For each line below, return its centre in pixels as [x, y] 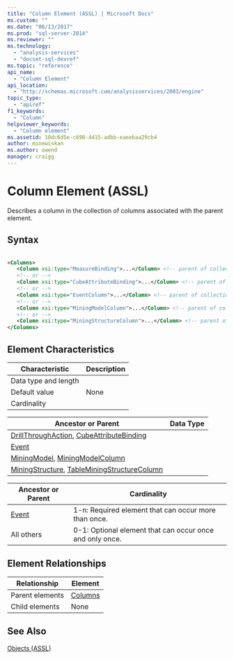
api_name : [22, 72]
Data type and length [45, 380]
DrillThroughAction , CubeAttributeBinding [79, 435]
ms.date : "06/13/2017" [40, 27]
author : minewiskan [36, 144]
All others [26, 534]
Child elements [35, 607]
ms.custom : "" [28, 20]
